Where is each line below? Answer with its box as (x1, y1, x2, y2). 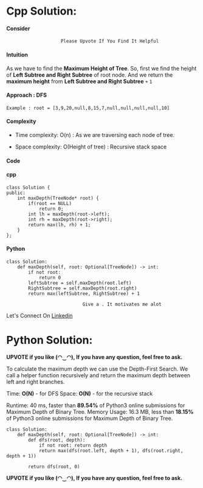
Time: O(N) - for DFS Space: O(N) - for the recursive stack (6, 389, 153, 397)
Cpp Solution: (6, 4, 77, 18)
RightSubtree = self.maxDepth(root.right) (28, 285, 137, 291)
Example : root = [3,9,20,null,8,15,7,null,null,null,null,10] (6, 105, 170, 111)
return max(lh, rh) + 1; (28, 221, 91, 228)
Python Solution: (6, 333, 93, 347)
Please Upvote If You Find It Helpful (60, 38, 159, 44)
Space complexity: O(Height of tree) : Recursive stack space (15, 143, 167, 150)
